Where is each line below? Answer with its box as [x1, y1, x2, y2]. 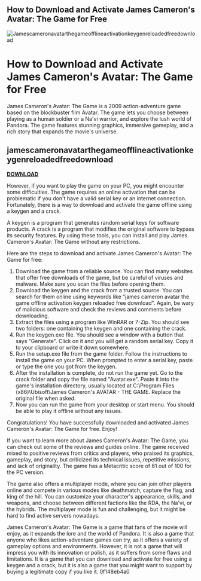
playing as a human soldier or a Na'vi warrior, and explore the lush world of [7, 115, 192, 122]
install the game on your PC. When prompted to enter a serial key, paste [15, 356, 193, 363]
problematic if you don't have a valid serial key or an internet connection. [7, 194, 187, 202]
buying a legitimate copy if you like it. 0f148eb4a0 [7, 568, 130, 575]
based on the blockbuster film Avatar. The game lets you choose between [7, 109, 189, 116]
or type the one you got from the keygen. [15, 363, 117, 370]
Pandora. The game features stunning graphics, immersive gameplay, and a [7, 121, 194, 129]
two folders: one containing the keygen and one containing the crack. [15, 325, 187, 332]
